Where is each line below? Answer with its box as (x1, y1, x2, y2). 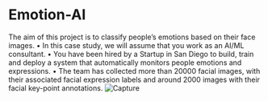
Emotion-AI (8, 6, 86, 24)
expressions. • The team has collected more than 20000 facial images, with (8, 66, 261, 75)
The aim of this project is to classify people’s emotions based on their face (8, 32, 256, 42)
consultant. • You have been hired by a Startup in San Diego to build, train (8, 49, 254, 59)
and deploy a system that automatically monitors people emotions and (8, 58, 242, 67)
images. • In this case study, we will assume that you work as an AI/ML (8, 40, 245, 50)
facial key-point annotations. (8, 83, 103, 93)
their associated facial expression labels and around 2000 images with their (8, 75, 261, 84)
